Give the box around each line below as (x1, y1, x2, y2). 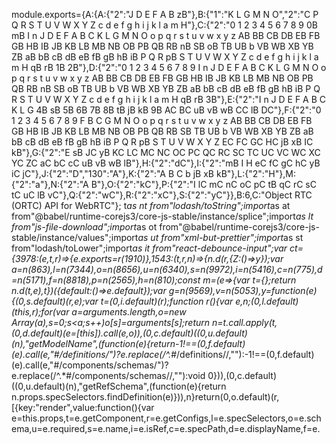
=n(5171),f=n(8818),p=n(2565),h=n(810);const (11, 274, 201, 286)
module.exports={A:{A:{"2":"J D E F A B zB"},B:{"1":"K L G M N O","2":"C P (11, 9, 319, 20)
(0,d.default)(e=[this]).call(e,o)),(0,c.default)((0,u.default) (11, 327, 248, 339)
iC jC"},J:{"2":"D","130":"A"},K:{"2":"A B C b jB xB (11, 168, 215, 179)
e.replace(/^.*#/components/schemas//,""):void (11, 370, 206, 381)
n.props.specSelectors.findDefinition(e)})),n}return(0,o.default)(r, (11, 391, 280, 403)
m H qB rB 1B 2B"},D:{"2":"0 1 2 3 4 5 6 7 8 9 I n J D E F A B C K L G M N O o (11, 62, 327, 73)
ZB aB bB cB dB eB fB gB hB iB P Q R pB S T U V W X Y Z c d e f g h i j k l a (11, 51, 319, 63)
